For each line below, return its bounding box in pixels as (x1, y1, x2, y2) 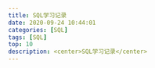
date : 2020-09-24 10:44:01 (8, 19, 96, 27)
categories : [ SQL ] (8, 26, 68, 34)
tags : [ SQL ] (8, 33, 47, 41)
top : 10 (8, 41, 34, 48)
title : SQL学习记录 (8, 11, 67, 20)
